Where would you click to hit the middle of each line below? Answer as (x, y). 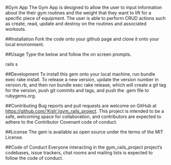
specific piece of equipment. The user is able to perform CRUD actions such (86, 18)
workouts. (16, 29)
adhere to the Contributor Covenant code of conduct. (61, 122)
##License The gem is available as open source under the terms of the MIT (84, 132)
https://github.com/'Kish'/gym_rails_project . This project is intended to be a (85, 111)
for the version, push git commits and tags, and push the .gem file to (77, 90)
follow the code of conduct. (34, 158)
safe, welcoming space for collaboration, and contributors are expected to (83, 116)
